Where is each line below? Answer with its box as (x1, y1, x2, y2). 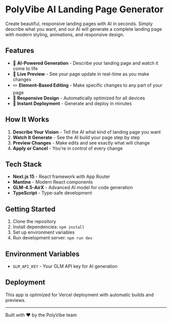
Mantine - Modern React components (12, 179, 93, 185)
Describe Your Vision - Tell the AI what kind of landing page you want (12, 129, 161, 135)
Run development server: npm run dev (12, 235, 93, 241)
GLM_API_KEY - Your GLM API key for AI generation (12, 263, 118, 269)
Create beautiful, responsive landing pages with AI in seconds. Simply (5, 21, 153, 27)
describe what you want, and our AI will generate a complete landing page (5, 26, 162, 32)
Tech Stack (5, 160, 42, 169)
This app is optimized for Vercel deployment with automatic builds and (5, 291, 154, 298)
